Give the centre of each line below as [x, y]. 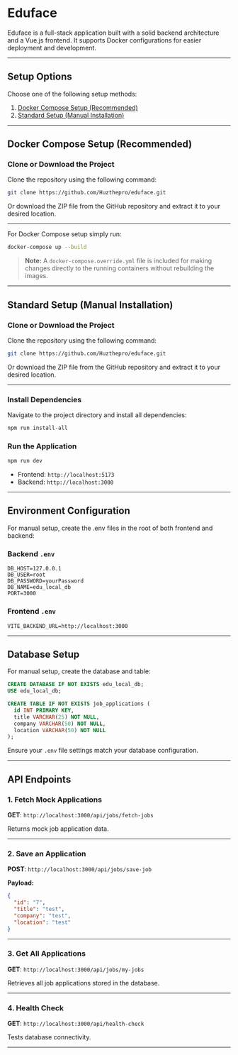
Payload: [21, 883]
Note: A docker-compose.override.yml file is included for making [118, 261]
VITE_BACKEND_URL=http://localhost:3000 [68, 626]
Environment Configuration [69, 511]
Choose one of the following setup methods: [72, 94]
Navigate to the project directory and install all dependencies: [97, 415]
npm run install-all [38, 428]
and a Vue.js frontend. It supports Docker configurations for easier [104, 40]
